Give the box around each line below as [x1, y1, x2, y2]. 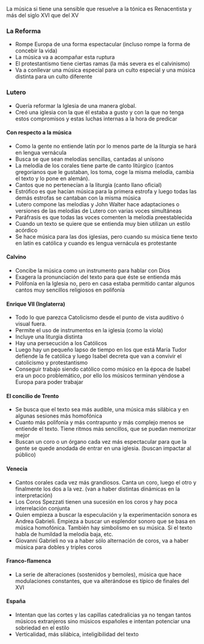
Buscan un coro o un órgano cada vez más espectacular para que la [15, 438, 187, 446]
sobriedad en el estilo [15, 624, 70, 632]
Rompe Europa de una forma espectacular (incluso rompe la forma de [15, 41, 191, 48]
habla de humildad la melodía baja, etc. [15, 530, 114, 537]
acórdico [15, 226, 38, 234]
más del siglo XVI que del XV [6, 12, 79, 19]
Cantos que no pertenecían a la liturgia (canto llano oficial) [15, 181, 162, 188]
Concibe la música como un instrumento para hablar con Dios [15, 267, 171, 274]
